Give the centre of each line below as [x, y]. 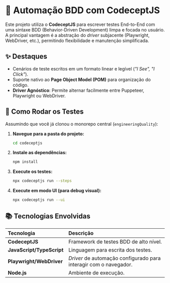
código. [20, 85]
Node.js [17, 272]
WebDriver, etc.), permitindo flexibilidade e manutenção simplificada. [77, 41]
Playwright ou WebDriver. [39, 95]
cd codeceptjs [27, 143]
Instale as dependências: [39, 153]
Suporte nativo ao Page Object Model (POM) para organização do [81, 79]
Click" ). [20, 74]
